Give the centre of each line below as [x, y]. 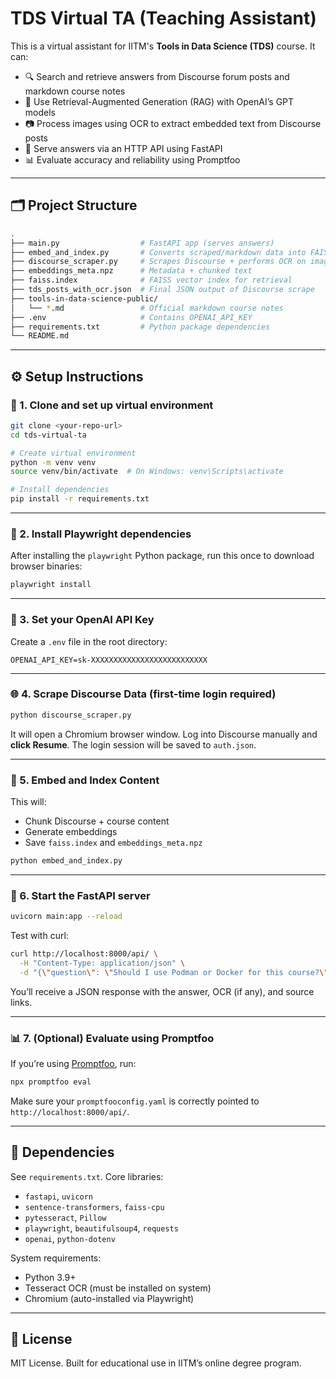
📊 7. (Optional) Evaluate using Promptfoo [112, 1038]
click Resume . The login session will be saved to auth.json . [133, 744]
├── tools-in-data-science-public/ [84, 298]
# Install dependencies [60, 490]
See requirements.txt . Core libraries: [87, 1176]
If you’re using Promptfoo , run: [73, 1063]
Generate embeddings [71, 831]
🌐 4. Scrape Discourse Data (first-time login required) [143, 694]
